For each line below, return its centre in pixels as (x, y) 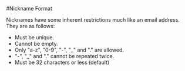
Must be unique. (34, 37)
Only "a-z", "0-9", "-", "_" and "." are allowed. (69, 50)
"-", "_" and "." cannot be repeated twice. (64, 56)
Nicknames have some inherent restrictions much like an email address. (93, 20)
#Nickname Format (29, 9)
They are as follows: (31, 26)
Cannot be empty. (36, 44)
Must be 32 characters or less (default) (62, 62)
